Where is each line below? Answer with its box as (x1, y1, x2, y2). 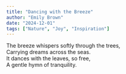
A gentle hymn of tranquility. (6, 61, 77, 69)
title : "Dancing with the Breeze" (6, 8, 94, 15)
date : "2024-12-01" (6, 20, 56, 26)
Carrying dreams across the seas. (6, 49, 91, 56)
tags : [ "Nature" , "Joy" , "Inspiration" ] (6, 25, 110, 32)
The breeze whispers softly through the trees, (6, 42, 121, 49)
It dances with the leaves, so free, (6, 55, 91, 62)
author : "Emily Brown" (6, 14, 64, 20)
